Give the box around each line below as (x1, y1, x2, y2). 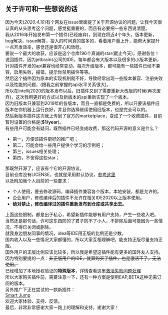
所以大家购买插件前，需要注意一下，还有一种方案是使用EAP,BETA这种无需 (5, 274, 157, 280)
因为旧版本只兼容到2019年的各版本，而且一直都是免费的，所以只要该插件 (5, 100, 155, 106)
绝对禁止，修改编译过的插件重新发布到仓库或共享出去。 (12, 200, 126, 206)
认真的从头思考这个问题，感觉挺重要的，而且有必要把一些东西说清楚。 (5, 25, 150, 31)
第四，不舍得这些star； (12, 154, 60, 160)
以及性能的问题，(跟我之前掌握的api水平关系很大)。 (5, 81, 111, 87)
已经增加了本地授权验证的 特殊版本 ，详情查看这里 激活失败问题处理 (5, 267, 141, 273)
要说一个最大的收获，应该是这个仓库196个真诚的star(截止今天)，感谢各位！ (5, 50, 159, 56)
